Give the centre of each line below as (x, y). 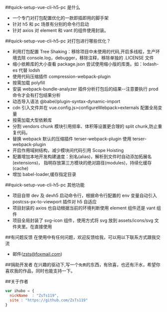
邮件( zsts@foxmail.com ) (37, 254)
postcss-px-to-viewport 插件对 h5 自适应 (55, 202)
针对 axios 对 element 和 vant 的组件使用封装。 (60, 30)
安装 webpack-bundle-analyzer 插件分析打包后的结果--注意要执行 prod (85, 89)
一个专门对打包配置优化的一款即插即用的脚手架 (60, 18)
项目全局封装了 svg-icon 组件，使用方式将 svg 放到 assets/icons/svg (83, 220)
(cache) (20, 168)
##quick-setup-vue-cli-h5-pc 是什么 (43, 7)
